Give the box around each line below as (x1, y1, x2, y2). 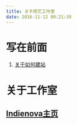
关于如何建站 (14, 61, 45, 68)
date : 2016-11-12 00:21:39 (6, 14, 72, 20)
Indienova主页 (6, 109, 58, 119)
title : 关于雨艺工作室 (6, 8, 55, 15)
